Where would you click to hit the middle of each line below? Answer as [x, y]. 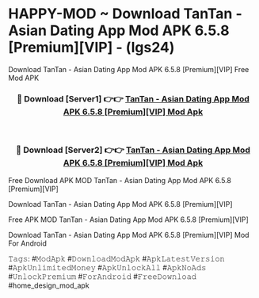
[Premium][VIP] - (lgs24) [91, 48]
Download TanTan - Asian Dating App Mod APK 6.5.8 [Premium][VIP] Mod [129, 235]
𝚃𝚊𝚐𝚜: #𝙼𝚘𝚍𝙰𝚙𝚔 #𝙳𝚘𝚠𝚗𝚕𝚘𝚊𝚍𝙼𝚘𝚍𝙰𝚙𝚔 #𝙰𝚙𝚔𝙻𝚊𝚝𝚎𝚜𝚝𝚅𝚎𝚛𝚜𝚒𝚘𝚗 [117, 258]
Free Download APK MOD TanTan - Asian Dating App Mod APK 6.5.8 [120, 180]
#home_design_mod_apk [49, 285]
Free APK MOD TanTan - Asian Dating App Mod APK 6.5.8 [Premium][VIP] [129, 220]
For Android [28, 243]
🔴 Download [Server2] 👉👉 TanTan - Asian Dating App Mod [133, 150]
